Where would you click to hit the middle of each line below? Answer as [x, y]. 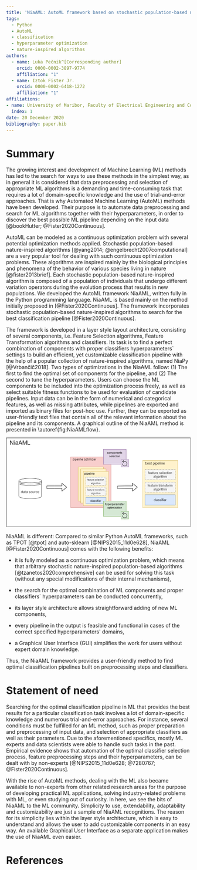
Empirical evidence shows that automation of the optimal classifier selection [98, 750]
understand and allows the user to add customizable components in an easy [98, 824]
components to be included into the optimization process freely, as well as [96, 386]
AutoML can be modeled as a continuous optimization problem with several [97, 237]
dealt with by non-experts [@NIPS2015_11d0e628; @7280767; [81, 763]
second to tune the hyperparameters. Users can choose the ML [83, 380]
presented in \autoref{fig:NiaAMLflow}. [53, 430]
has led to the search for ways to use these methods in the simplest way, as [98, 176]
